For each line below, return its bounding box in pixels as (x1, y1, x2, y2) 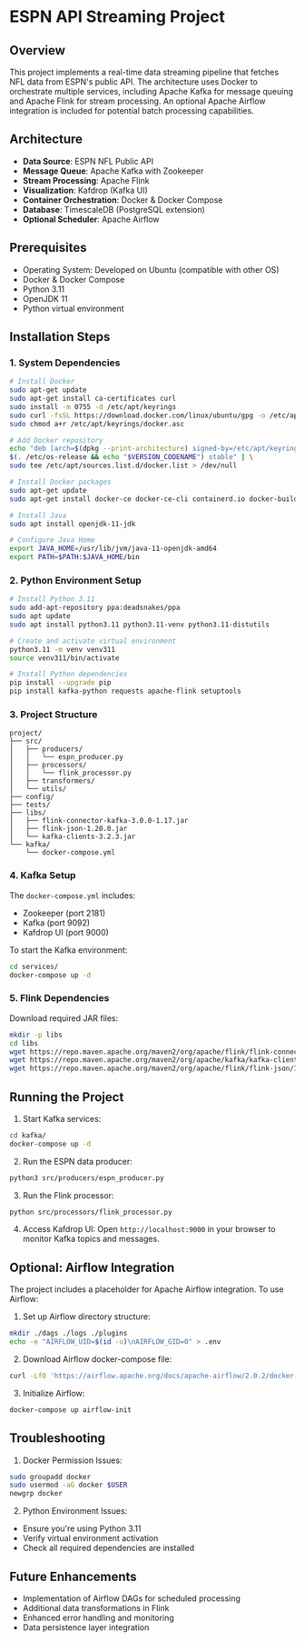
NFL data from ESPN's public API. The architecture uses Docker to (9, 76, 259, 87)
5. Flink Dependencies (9, 992, 110, 1005)
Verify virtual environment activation (22, 1533, 159, 1544)
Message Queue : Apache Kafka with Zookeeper (22, 165, 204, 176)
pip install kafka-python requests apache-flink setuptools (9, 686, 242, 696)
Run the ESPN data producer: (22, 1156, 133, 1166)
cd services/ (9, 962, 59, 971)
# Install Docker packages (9, 477, 112, 487)
